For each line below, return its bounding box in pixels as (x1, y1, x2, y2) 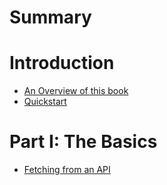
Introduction (9, 52, 115, 75)
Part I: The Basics (9, 131, 158, 153)
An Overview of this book (23, 85, 129, 97)
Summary (9, 6, 92, 29)
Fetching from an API (23, 164, 111, 176)
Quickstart (23, 96, 67, 108)
